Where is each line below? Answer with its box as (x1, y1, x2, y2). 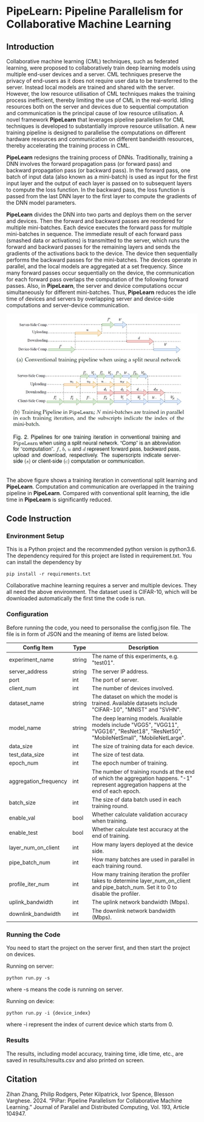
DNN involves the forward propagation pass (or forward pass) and (6, 160, 172, 167)
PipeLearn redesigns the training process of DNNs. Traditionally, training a (6, 154, 193, 161)
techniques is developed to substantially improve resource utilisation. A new (6, 123, 197, 129)
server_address (8, 668, 48, 675)
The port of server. (92, 676, 139, 684)
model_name (8, 724, 41, 732)
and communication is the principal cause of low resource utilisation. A (6, 110, 183, 116)
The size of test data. (92, 751, 144, 759)
